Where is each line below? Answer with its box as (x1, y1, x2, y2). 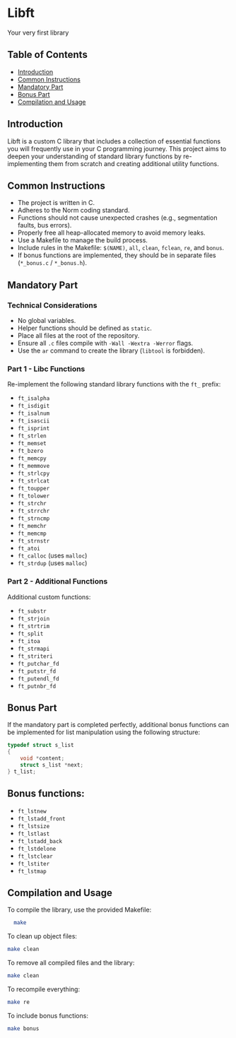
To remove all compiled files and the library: (7, 959, 135, 967)
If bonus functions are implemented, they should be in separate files (17, 251, 217, 259)
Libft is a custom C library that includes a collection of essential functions (7, 136, 221, 146)
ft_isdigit (17, 403, 50, 410)
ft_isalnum (17, 410, 50, 418)
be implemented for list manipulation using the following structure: (7, 728, 200, 736)
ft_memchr (17, 523, 47, 530)
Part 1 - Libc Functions (7, 364, 85, 374)
